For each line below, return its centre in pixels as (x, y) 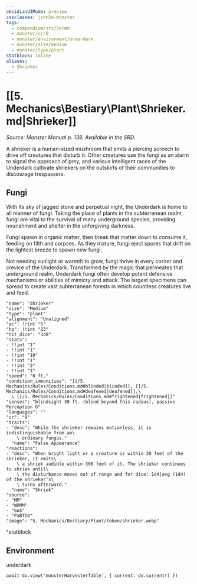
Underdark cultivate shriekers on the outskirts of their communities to (91, 168)
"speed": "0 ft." (27, 376)
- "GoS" (16, 511)
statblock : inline (29, 56)
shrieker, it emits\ (32, 459)
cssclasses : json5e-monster (41, 17)
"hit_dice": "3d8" (29, 335)
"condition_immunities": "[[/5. (46, 381)
